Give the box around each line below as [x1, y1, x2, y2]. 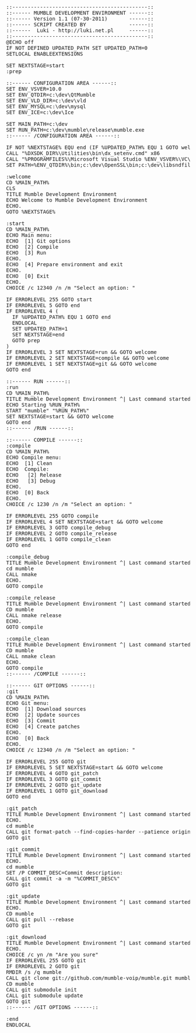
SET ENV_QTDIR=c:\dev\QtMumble [6, 92, 96, 98]
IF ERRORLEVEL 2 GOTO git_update [6, 782, 102, 788]
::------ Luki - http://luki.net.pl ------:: [6, 27, 154, 33]
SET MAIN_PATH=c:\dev [6, 121, 68, 127]
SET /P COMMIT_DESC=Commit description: [6, 870, 124, 876]
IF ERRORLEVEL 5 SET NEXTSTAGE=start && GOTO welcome [6, 765, 163, 770]
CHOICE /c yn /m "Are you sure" [6, 952, 99, 958]
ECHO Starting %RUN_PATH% [6, 402, 80, 408]
